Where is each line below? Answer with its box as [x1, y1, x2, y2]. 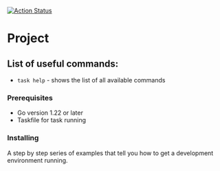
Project [7, 31, 49, 46]
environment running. [7, 156, 68, 164]
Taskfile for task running [16, 116, 87, 124]
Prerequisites [7, 93, 53, 102]
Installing [7, 133, 39, 143]
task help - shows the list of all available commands [16, 76, 166, 84]
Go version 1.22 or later [16, 109, 84, 117]
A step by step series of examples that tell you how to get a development [7, 148, 214, 157]
